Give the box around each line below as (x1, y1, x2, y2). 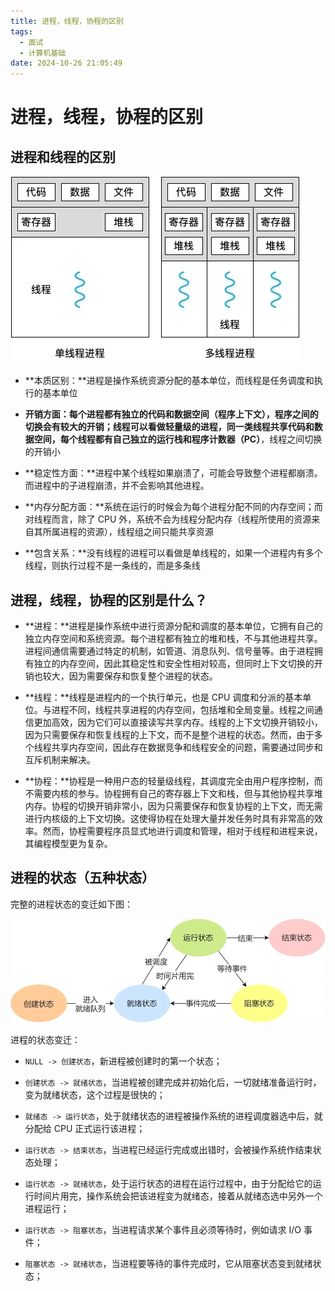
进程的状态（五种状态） (10, 870, 155, 887)
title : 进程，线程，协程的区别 (10, 16, 124, 26)
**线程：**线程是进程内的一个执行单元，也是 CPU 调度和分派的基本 (24, 691, 303, 703)
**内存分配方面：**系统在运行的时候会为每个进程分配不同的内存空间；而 (24, 501, 323, 513)
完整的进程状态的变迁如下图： (10, 898, 133, 910)
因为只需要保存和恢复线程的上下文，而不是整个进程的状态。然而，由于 (24, 728, 315, 740)
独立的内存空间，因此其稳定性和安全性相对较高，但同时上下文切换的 (33, 657, 315, 669)
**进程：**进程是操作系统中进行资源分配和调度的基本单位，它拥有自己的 (24, 620, 323, 632)
